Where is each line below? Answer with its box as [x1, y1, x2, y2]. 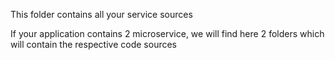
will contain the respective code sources [10, 39, 177, 50]
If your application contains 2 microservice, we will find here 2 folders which [10, 28, 325, 39]
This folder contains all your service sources [10, 9, 193, 20]
